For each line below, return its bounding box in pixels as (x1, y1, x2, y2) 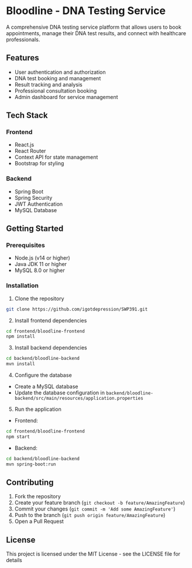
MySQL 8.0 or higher (14, 267, 66, 274)
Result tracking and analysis (14, 81, 83, 88)
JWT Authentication (14, 200, 63, 208)
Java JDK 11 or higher (14, 261, 67, 268)
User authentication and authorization (14, 69, 107, 76)
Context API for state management (14, 154, 98, 161)
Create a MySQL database (14, 383, 78, 390)
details (6, 557, 22, 564)
